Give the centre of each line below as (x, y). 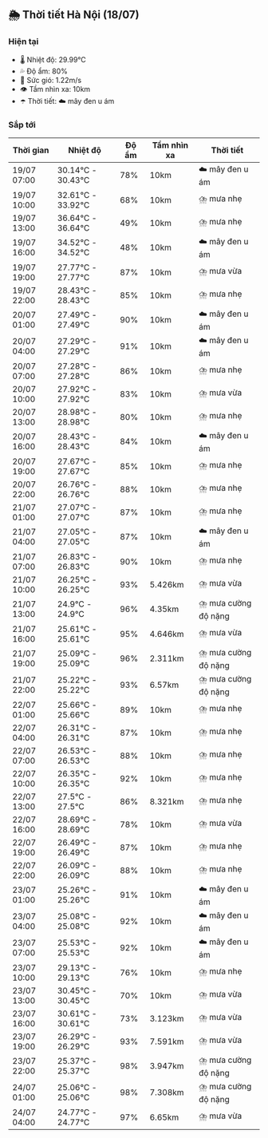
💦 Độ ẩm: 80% (43, 71)
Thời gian (31, 150)
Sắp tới (22, 124)
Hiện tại (24, 41)
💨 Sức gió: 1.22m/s (51, 80)
